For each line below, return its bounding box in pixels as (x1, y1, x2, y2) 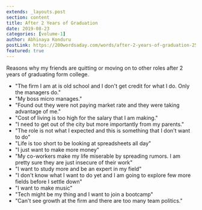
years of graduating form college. (6, 70, 90, 78)
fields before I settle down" (14, 178, 82, 185)
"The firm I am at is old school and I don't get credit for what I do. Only (14, 82, 190, 89)
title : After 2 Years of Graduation (6, 20, 98, 26)
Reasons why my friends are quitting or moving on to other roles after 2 (6, 64, 183, 71)
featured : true (6, 48, 44, 54)
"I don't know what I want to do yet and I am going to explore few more (14, 172, 191, 179)
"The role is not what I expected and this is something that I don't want (14, 127, 191, 134)
